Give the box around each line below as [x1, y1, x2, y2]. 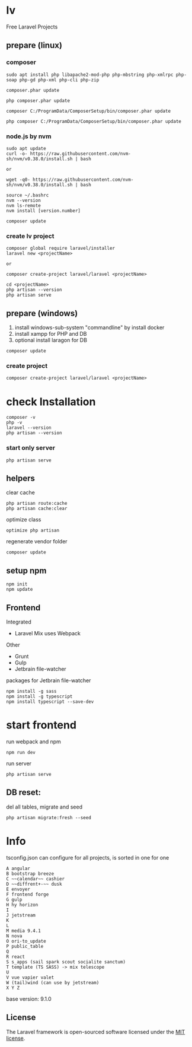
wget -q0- [6, 176, 31, 183]
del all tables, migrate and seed [6, 803, 83, 810]
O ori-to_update [6, 938, 46, 944]
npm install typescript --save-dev [6, 699, 94, 705]
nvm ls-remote [6, 202, 41, 208]
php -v [6, 419, 23, 426]
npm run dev [6, 749, 36, 755]
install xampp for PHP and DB [14, 330, 87, 338]
